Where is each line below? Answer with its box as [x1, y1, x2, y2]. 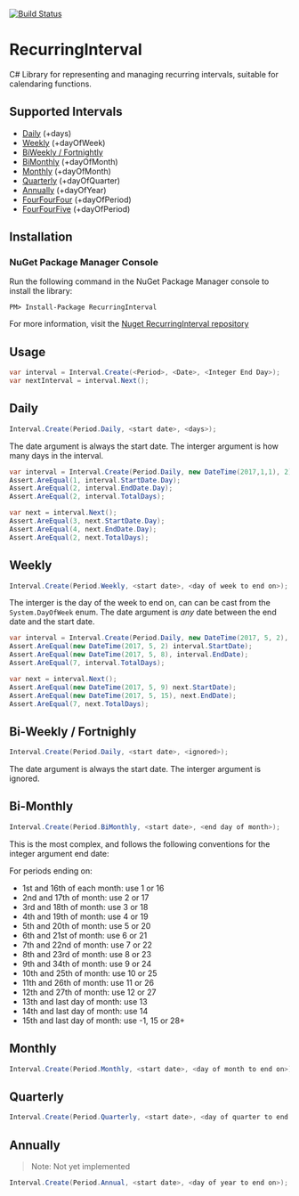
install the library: [9, 286, 73, 297]
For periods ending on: [9, 865, 93, 876]
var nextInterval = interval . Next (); [9, 377, 149, 386]
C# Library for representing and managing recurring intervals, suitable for [9, 69, 279, 79]
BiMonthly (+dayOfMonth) [21, 156, 118, 167]
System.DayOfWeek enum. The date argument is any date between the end [9, 606, 278, 618]
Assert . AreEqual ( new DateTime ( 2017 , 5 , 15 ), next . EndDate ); [9, 691, 238, 700]
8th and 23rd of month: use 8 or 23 [21, 948, 152, 959]
